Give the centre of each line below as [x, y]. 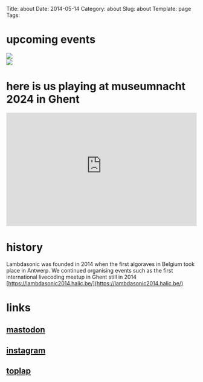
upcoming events [51, 40]
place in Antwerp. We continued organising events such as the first [90, 270]
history [25, 248]
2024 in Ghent [43, 99]
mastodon [26, 330]
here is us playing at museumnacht [96, 86]
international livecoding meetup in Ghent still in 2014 [72, 277]
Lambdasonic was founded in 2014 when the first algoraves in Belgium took [101, 264]
